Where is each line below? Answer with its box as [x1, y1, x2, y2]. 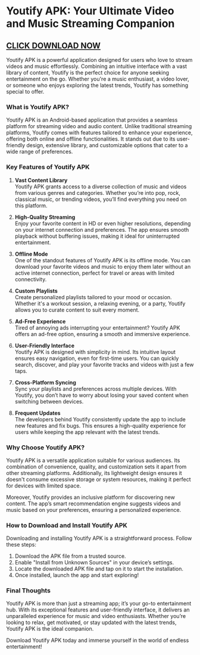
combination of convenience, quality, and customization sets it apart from [6, 463, 187, 470]
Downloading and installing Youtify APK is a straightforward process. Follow [6, 535, 192, 542]
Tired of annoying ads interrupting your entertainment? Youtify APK [14, 324, 180, 331]
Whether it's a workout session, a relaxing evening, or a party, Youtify [14, 300, 186, 307]
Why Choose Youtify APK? [6, 443, 85, 451]
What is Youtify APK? [6, 103, 70, 111]
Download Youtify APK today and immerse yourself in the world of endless [6, 637, 189, 644]
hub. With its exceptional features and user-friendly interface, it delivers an [6, 606, 190, 613]
